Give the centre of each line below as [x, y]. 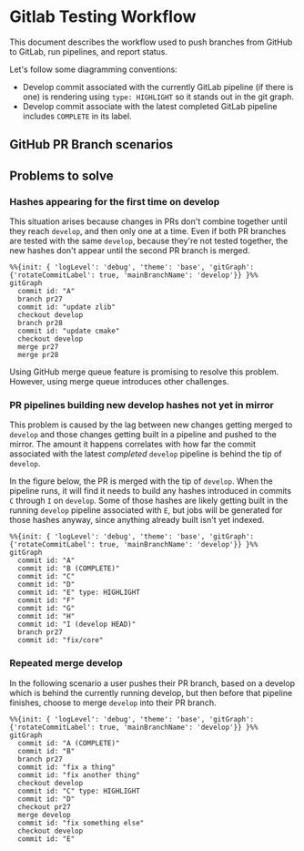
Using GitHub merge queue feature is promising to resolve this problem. [144, 372]
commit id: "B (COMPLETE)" [69, 569]
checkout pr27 [44, 807]
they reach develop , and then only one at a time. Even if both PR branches [148, 231]
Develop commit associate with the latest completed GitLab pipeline [150, 106]
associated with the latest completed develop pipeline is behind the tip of [146, 454]
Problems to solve [61, 175]
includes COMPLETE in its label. [77, 116]
